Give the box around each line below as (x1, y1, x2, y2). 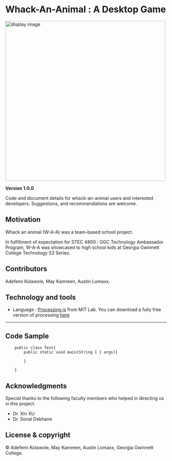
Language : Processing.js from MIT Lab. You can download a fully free (12, 306, 161, 313)
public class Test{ (14, 345, 56, 350)
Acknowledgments (5, 382, 68, 390)
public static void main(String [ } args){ (24, 350, 118, 355)
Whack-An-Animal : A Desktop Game (5, 4, 166, 15)
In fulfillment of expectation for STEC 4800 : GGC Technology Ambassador (5, 239, 164, 245)
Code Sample (5, 331, 49, 340)
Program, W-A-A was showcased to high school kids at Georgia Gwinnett (5, 244, 160, 250)
